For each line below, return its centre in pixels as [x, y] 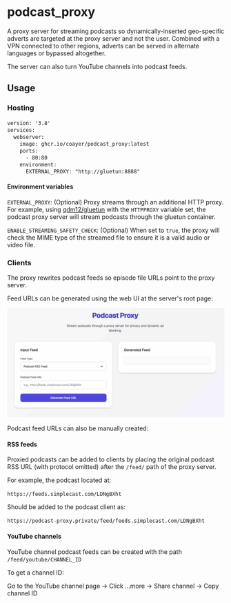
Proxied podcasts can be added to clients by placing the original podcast [111, 459]
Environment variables [40, 186]
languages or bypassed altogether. [57, 53]
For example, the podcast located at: [59, 480]
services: [21, 130]
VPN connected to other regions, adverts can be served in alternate [103, 46]
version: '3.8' [29, 123]
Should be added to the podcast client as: [67, 507]
